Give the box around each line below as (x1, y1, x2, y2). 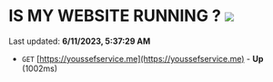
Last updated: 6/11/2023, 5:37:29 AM (8, 36, 151, 46)
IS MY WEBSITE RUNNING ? (8, 5, 222, 26)
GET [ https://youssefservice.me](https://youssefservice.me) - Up (21, 53, 264, 64)
